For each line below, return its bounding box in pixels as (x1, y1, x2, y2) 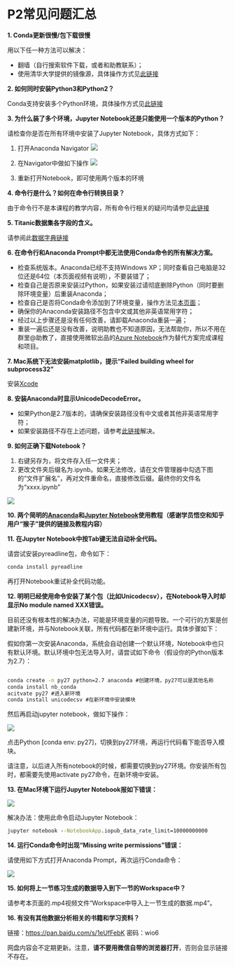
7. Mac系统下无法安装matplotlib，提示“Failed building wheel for (7, 357, 194, 365)
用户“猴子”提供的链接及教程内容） (7, 520, 106, 528)
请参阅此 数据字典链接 (7, 233, 69, 242)
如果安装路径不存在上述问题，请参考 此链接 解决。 (17, 426, 159, 435)
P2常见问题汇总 (7, 6, 97, 22)
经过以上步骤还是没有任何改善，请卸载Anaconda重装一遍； (17, 316, 188, 324)
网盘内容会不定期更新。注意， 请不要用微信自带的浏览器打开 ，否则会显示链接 (7, 944, 228, 952)
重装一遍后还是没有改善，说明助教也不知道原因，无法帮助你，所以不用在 (17, 324, 226, 333)
